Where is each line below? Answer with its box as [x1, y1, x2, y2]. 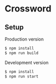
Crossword [4, 3, 51, 14]
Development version [4, 59, 48, 65]
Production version [4, 36, 44, 42]
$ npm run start [4, 73, 38, 79]
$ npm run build [4, 50, 38, 55]
